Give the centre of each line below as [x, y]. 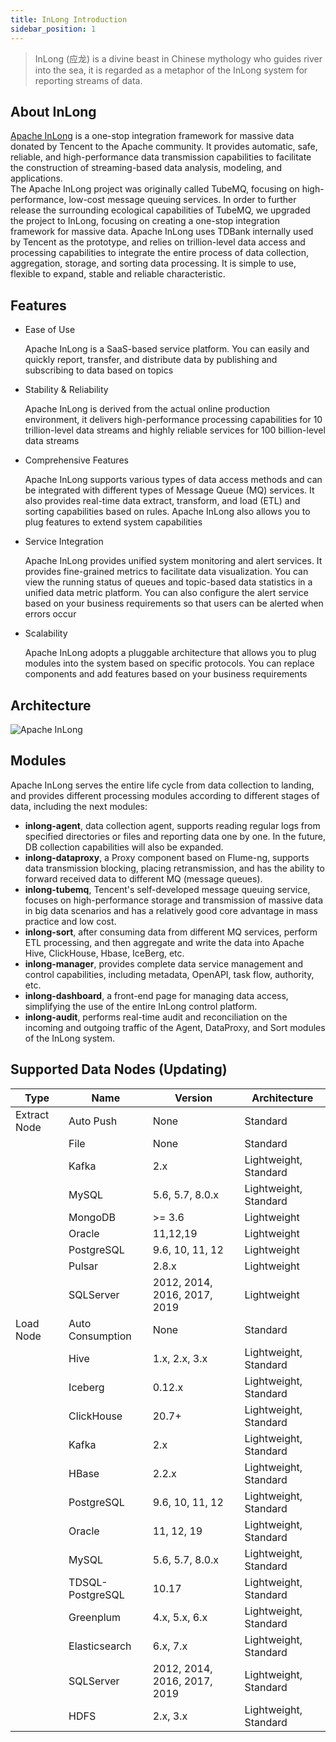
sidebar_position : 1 [53, 29]
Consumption [100, 1336]
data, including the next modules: [79, 806]
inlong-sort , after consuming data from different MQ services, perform [171, 932]
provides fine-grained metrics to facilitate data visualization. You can [166, 572]
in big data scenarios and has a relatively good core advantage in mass [171, 910]
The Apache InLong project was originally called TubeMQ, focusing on [155, 189]
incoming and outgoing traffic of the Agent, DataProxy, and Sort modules [175, 1027]
